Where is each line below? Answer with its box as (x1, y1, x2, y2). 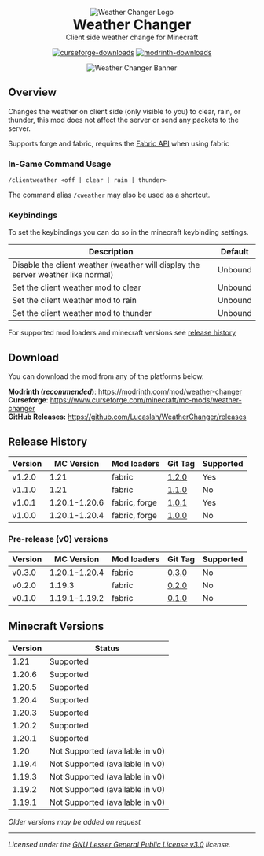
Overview (8, 86, 57, 99)
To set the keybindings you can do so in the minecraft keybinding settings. (8, 228, 249, 237)
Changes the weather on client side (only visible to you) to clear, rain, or (8, 106, 241, 116)
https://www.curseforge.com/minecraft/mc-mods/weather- (49, 395, 242, 405)
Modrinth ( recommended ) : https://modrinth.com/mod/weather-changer (8, 387, 243, 397)
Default (220, 246, 249, 258)
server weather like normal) (12, 269, 114, 280)
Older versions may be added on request (8, 817, 141, 827)
